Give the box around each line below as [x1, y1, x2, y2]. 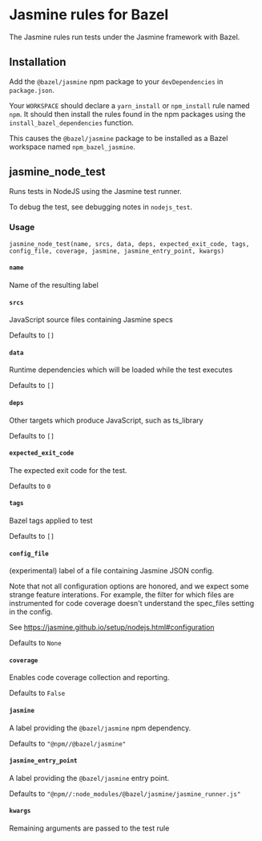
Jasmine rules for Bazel [9, 6, 169, 24]
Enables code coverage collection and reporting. [9, 673, 170, 682]
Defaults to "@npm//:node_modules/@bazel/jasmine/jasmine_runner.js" [9, 788, 241, 799]
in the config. [9, 607, 53, 617]
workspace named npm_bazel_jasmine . [9, 142, 135, 152]
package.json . [9, 85, 54, 95]
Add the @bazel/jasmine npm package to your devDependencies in [9, 76, 224, 86]
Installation [9, 55, 67, 69]
